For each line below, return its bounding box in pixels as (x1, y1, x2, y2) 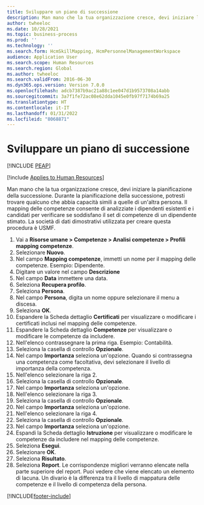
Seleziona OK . (15, 307, 51, 314)
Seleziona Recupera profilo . (15, 281, 87, 289)
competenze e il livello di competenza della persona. (15, 481, 147, 488)
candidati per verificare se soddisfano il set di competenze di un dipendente (7, 212, 197, 219)
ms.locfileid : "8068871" (7, 116, 70, 122)
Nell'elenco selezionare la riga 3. (15, 390, 97, 398)
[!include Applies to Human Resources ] (7, 174, 105, 181)
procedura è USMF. (7, 224, 56, 232)
